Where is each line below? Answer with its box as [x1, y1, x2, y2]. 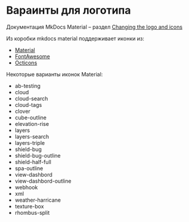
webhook [14, 183, 38, 191]
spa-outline [14, 165, 44, 172]
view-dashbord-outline [14, 177, 72, 184]
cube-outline [14, 114, 47, 121]
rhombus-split [14, 209, 50, 216]
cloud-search [14, 95, 48, 102]
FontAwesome [14, 53, 51, 60]
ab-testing [14, 82, 41, 90]
